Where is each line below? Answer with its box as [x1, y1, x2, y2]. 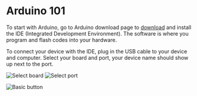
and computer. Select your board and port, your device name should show [6, 54, 189, 61]
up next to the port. [6, 60, 54, 68]
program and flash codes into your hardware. [6, 36, 117, 43]
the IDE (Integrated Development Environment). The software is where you [6, 30, 189, 37]
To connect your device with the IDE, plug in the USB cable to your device [6, 47, 187, 55]
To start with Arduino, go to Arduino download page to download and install [6, 24, 192, 31]
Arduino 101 [6, 4, 65, 18]
